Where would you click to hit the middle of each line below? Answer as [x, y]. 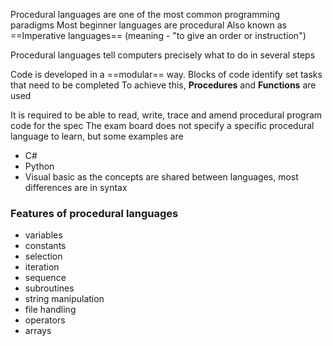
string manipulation [64, 299]
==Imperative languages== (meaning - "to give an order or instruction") [158, 35]
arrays [38, 331]
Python [39, 166]
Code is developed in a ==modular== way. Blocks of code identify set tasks [166, 74]
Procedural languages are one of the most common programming [145, 14]
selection [43, 256]
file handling [50, 310]
